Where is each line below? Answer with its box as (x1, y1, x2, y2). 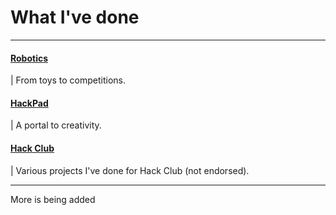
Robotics (10, 52, 49, 64)
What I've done (10, 6, 140, 29)
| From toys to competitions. (10, 74, 127, 86)
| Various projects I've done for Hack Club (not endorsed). (10, 164, 250, 176)
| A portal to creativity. (10, 119, 102, 131)
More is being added (10, 193, 96, 205)
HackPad (10, 97, 49, 109)
